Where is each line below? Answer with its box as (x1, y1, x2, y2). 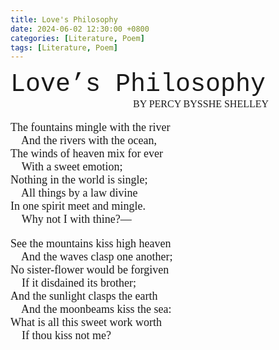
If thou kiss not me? (21, 329, 112, 343)
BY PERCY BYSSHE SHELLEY (133, 98, 270, 110)
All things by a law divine (21, 186, 138, 200)
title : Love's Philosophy (10, 14, 118, 25)
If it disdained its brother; (21, 276, 137, 290)
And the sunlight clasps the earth (10, 289, 158, 303)
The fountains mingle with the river (10, 121, 171, 135)
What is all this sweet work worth (10, 316, 162, 330)
